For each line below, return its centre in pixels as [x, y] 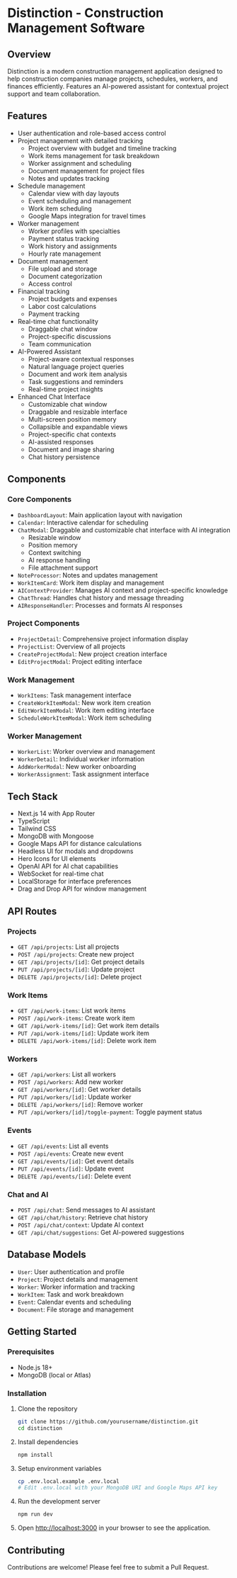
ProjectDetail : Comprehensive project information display [103, 638]
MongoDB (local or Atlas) [54, 1375]
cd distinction [40, 1428]
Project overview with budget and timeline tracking [102, 148]
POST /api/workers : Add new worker [70, 1082]
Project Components [44, 624]
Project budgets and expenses [73, 298]
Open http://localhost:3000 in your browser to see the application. [114, 1528]
